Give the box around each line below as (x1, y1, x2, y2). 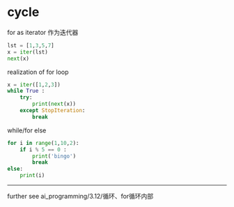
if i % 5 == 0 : (19, 146, 68, 153)
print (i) (19, 172, 45, 179)
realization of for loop (7, 68, 69, 76)
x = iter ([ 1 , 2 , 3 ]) (7, 81, 61, 88)
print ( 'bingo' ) (32, 153, 77, 160)
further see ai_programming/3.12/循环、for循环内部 (7, 192, 154, 201)
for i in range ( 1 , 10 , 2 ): (7, 139, 79, 146)
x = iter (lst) (7, 48, 49, 56)
